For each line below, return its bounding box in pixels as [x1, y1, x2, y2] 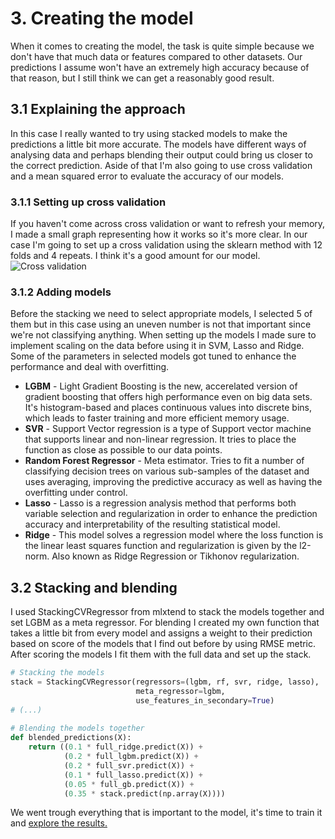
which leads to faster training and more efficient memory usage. [24, 412, 290, 424]
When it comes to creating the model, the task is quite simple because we [10, 40, 315, 52]
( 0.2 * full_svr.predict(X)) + [63, 760, 195, 771]
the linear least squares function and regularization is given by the [24, 540, 298, 552]
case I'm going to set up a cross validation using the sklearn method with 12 [10, 239, 323, 251]
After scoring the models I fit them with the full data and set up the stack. [10, 648, 312, 661]
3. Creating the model [10, 7, 194, 30]
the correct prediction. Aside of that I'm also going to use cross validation [10, 159, 313, 171]
